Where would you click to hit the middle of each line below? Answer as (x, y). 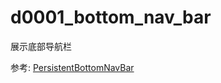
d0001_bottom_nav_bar (111, 17)
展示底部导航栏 (41, 46)
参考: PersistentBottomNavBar (72, 67)
